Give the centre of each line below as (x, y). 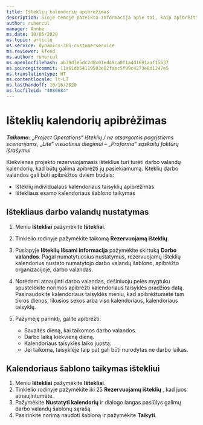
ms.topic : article (29, 40)
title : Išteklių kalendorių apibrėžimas (58, 12)
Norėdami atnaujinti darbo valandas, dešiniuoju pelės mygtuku (92, 281)
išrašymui (18, 150)
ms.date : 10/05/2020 (32, 35)
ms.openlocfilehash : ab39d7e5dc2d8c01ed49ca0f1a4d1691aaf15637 (88, 62)
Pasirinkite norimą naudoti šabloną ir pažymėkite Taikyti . (86, 415)
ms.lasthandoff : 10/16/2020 (42, 85)
